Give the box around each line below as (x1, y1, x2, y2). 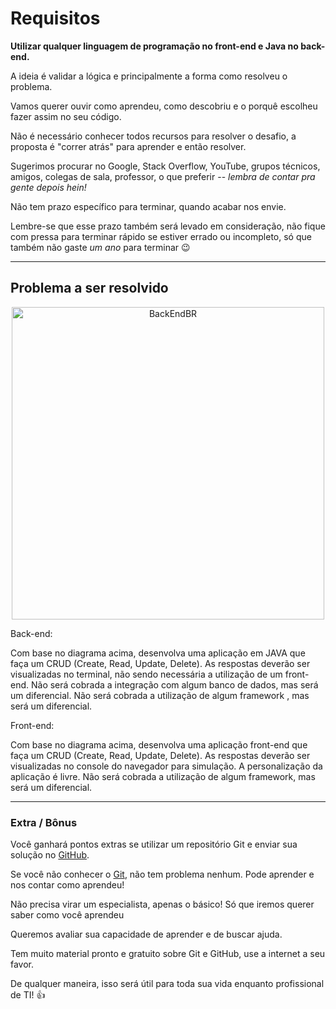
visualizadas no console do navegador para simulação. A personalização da (10, 760, 323, 772)
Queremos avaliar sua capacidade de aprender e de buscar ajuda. (10, 928, 283, 941)
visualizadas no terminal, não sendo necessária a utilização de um (10, 668, 283, 680)
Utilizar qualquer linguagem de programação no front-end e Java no (10, 40, 299, 52)
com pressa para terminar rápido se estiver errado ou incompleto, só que (10, 230, 312, 242)
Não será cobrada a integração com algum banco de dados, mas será (30, 678, 319, 691)
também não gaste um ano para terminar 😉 (10, 241, 191, 253)
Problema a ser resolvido (10, 280, 169, 297)
